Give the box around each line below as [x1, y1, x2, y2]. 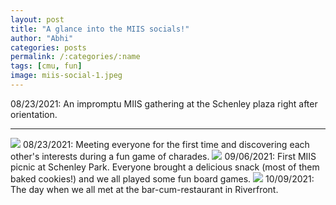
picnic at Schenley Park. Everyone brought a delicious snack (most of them [10, 161, 320, 173]
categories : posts [10, 42, 87, 53]
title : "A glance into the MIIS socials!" [10, 24, 190, 34]
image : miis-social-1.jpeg [10, 71, 123, 81]
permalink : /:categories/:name [10, 52, 141, 62]
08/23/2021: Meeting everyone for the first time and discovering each [22, 138, 310, 150]
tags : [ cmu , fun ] [10, 61, 83, 71]
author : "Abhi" [10, 33, 74, 43]
